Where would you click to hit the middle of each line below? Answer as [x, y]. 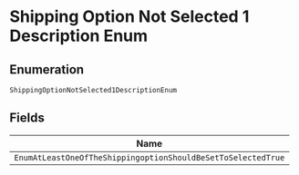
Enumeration [47, 69]
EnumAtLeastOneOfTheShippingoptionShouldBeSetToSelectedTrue [149, 157]
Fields [27, 118]
